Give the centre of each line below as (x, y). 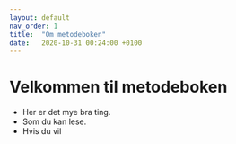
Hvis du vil (42, 131)
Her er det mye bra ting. (66, 112)
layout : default (39, 18)
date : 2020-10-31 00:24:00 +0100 (76, 43)
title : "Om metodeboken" (57, 34)
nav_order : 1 (34, 26)
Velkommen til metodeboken (118, 87)
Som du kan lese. (54, 121)
